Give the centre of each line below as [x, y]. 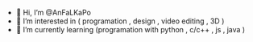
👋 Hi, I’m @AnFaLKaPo [53, 13]
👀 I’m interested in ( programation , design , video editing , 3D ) [120, 21]
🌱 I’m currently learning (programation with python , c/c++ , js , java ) [131, 29]
